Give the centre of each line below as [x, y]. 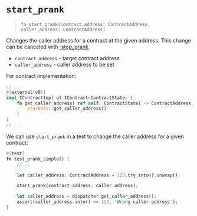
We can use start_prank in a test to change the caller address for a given [95, 136]
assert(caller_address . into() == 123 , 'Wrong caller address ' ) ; [97, 202]
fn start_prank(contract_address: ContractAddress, [85, 24]
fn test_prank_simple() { [38, 159]
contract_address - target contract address [67, 58]
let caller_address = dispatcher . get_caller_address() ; [87, 197]
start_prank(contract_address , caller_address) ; [78, 186]
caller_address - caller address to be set [64, 64]
